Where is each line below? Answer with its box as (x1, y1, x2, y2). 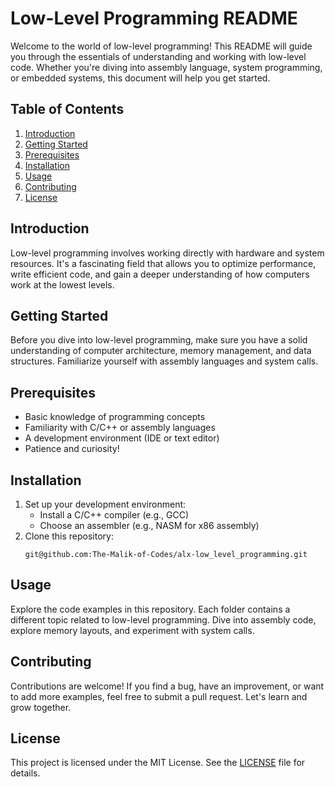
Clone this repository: (24, 530, 114, 542)
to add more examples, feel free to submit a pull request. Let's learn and (10, 690, 308, 702)
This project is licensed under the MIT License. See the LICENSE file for (10, 757, 306, 769)
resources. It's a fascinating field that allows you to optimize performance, (10, 257, 317, 269)
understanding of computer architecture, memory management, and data (10, 345, 312, 357)
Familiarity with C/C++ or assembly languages (24, 422, 216, 434)
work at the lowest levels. (10, 278, 115, 291)
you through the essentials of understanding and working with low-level (10, 50, 307, 62)
